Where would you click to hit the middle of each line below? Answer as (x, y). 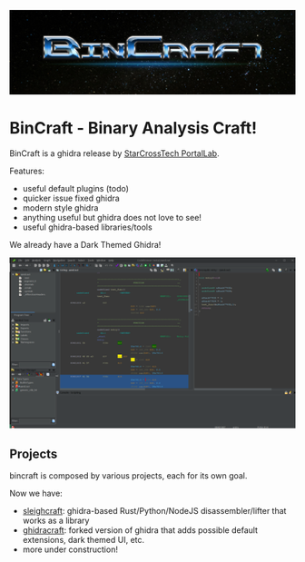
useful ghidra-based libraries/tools (87, 227)
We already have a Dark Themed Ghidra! (85, 245)
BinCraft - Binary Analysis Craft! (133, 128)
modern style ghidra (60, 208)
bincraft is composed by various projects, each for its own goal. (128, 476)
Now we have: (36, 493)
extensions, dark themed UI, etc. (84, 540)
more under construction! (70, 549)
